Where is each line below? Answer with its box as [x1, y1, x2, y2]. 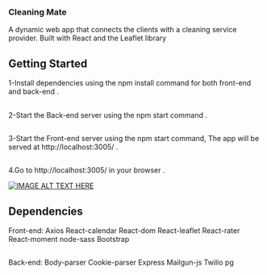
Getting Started [8, 56, 88, 70]
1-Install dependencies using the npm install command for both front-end [8, 78, 252, 88]
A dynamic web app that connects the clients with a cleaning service [8, 25, 237, 35]
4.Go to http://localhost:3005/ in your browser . [8, 165, 165, 175]
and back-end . [8, 87, 59, 97]
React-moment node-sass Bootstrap [8, 235, 130, 244]
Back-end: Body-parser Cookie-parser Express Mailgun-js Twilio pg [8, 257, 234, 268]
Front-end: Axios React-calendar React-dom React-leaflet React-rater [8, 226, 240, 235]
